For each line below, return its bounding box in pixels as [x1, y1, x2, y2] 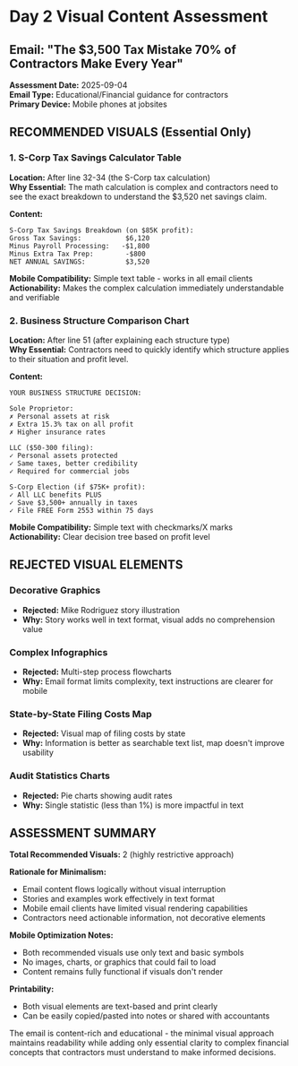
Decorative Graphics [9, 585, 101, 597]
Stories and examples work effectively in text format [21, 894, 215, 905]
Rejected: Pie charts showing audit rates [21, 790, 173, 801]
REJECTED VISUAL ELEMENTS [9, 558, 183, 573]
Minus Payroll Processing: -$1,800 [9, 241, 150, 250]
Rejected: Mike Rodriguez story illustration [21, 604, 181, 615]
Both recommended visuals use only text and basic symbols [21, 948, 244, 958]
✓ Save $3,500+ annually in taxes [9, 498, 139, 507]
